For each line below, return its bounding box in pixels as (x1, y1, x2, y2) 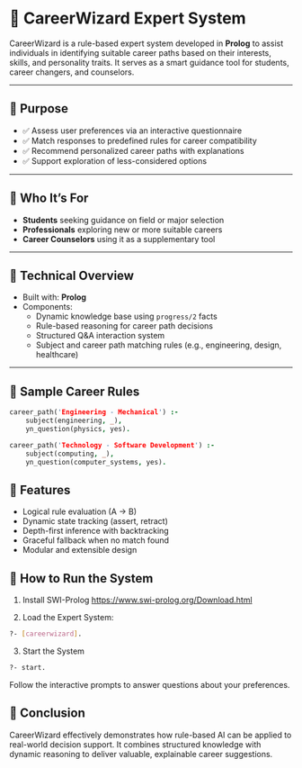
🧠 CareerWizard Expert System (9, 8, 246, 29)
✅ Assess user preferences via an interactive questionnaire (22, 125, 243, 136)
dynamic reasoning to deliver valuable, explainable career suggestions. (9, 748, 273, 759)
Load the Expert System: (22, 612, 114, 623)
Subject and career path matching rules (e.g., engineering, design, (35, 339, 282, 350)
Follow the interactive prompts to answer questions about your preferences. (9, 679, 290, 690)
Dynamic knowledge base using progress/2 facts (35, 311, 218, 322)
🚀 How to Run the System (9, 571, 154, 586)
